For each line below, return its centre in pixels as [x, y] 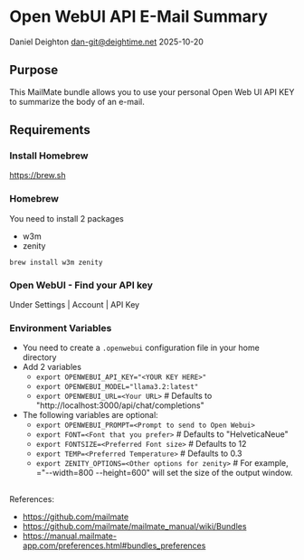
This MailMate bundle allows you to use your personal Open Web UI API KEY [152, 91]
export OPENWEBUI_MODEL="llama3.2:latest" [117, 387]
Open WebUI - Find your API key [81, 285]
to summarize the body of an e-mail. [77, 101]
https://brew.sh [38, 176]
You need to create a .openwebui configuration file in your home [141, 348]
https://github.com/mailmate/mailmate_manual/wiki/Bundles [134, 526]
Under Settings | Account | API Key [75, 305]
